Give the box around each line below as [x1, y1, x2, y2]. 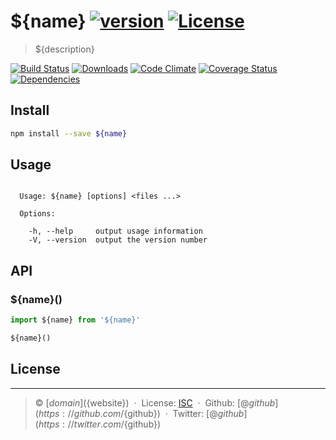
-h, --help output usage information [28, 226, 203, 237]
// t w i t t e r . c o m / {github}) [67, 418, 162, 430]
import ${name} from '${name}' [10, 315, 141, 325]
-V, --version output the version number [28, 235, 208, 245]
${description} [34, 43, 95, 55]
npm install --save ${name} [10, 128, 128, 139]
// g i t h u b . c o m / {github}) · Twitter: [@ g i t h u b [67, 407, 245, 419]
